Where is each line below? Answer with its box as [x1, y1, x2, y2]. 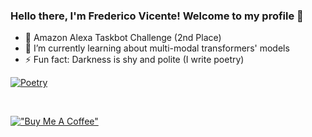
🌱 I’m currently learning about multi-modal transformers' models [24, 42, 290, 54]
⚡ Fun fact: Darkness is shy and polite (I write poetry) [24, 54, 245, 66]
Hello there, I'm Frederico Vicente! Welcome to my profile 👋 [10, 9, 304, 23]
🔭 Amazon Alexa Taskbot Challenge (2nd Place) [24, 32, 222, 44]
